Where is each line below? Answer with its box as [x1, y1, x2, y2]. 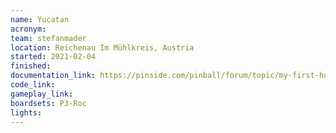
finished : [10, 61, 52, 71]
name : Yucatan [10, 14, 70, 25]
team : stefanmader [10, 33, 87, 43]
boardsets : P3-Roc [10, 98, 87, 108]
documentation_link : [10, 71, 97, 81]
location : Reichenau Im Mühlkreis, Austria [10, 42, 195, 53]
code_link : [10, 80, 56, 90]
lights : [10, 107, 43, 118]
